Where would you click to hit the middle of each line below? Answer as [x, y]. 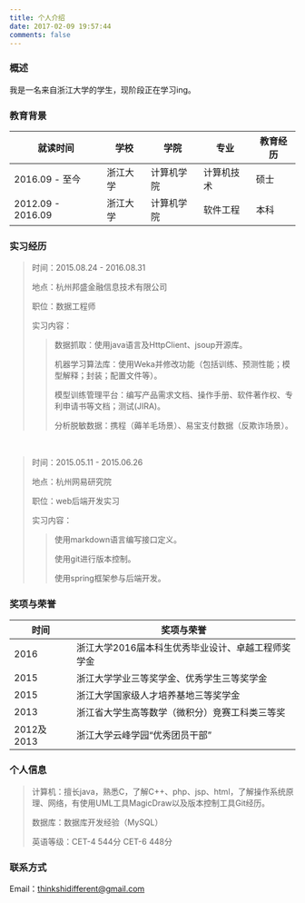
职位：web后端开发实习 [75, 501]
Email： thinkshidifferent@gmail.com [77, 889]
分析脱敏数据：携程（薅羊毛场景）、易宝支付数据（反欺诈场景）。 [173, 426]
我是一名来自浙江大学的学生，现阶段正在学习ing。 [103, 89]
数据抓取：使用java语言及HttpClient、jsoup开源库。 [151, 345]
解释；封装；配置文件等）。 [112, 376]
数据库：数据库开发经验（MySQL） [97, 822]
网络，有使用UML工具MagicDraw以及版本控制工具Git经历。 [159, 803]
